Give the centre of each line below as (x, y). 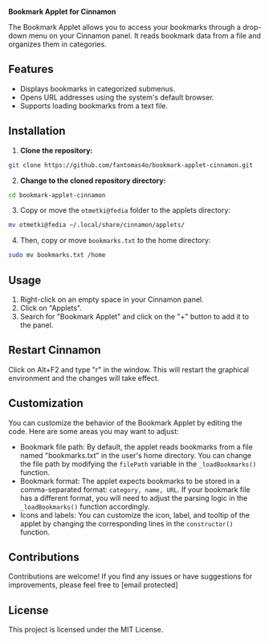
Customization (46, 403)
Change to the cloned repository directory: (93, 181)
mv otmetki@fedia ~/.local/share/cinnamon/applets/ (96, 225)
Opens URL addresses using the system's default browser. (117, 97)
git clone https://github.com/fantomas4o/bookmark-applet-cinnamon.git (130, 165)
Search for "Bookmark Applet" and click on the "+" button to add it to (134, 316)
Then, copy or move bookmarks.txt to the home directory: (115, 241)
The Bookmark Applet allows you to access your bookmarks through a (124, 27)
